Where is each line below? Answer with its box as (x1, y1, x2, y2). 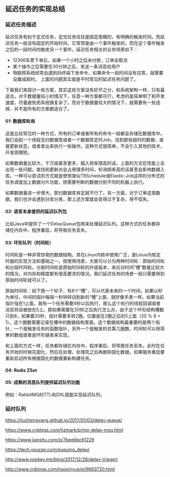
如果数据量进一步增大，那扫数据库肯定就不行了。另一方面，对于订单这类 (5, 189, 156, 196)
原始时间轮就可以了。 (5, 277, 50, 283)
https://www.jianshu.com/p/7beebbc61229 (5, 437, 95, 443)
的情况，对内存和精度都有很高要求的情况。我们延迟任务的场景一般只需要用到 (5, 271, 165, 277)
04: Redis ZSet (5, 367, 37, 373)
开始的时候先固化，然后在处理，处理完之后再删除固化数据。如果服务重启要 (9, 349, 165, 355)
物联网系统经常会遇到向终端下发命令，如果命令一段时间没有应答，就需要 (12, 70, 163, 76)
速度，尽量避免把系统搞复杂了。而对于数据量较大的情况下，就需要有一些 (5, 99, 156, 105)
